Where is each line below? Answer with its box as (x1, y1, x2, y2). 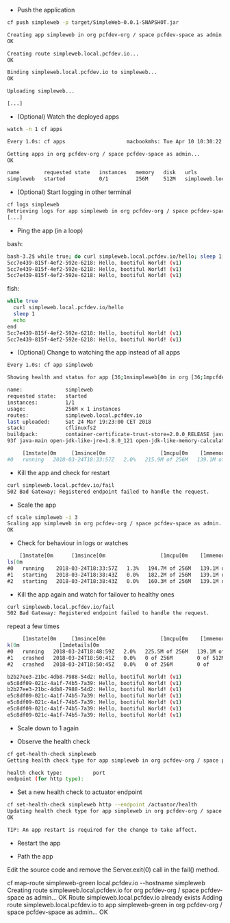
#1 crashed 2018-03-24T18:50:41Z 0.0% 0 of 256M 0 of (7, 654, 210, 661)
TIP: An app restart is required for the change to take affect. (7, 826, 197, 833)
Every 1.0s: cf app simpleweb (7, 361, 94, 369)
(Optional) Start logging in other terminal (16, 188, 131, 196)
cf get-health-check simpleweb (7, 750, 97, 757)
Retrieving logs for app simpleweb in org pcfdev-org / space (7, 208, 188, 215)
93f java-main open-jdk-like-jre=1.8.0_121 (7, 437, 133, 444)
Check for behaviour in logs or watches (16, 539, 129, 547)
